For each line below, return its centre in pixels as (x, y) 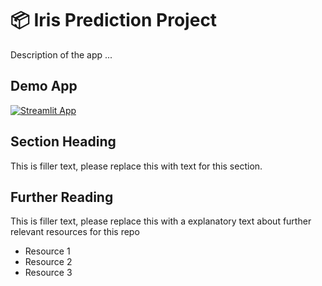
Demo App (44, 86)
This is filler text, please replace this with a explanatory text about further (161, 221)
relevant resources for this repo (75, 232)
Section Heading (63, 142)
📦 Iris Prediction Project (114, 20)
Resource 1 (47, 251)
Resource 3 (48, 273)
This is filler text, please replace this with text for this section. (136, 166)
